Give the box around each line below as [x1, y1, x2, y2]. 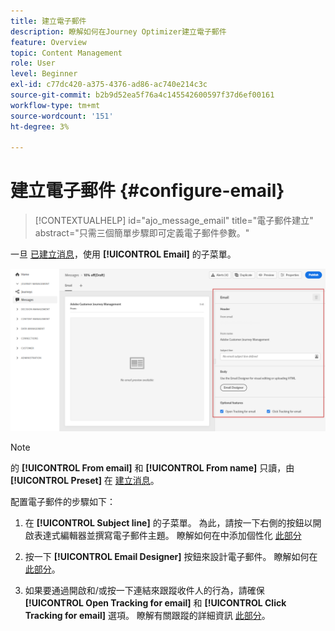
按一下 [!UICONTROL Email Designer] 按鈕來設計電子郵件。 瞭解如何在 [24, 551, 318, 563]
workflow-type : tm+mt [10, 100, 101, 110]
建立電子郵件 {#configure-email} [10, 180, 285, 202]
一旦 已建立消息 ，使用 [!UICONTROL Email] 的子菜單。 [10, 248, 237, 260]
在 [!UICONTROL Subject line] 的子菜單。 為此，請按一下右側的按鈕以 [24, 517, 313, 529]
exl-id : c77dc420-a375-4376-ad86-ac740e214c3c [10, 80, 208, 90]
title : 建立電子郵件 [10, 16, 87, 26]
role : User [10, 58, 56, 69]
